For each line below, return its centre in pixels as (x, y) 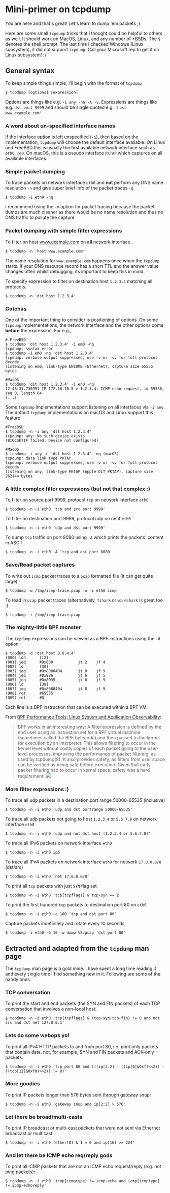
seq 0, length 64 (24, 393)
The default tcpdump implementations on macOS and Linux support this (79, 412)
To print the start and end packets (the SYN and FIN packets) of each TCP (83, 1003)
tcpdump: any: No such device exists (45, 436)
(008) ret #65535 (29, 693)
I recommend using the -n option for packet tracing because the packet (80, 207)
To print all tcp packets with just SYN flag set (51, 886)
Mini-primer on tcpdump (58, 9)
